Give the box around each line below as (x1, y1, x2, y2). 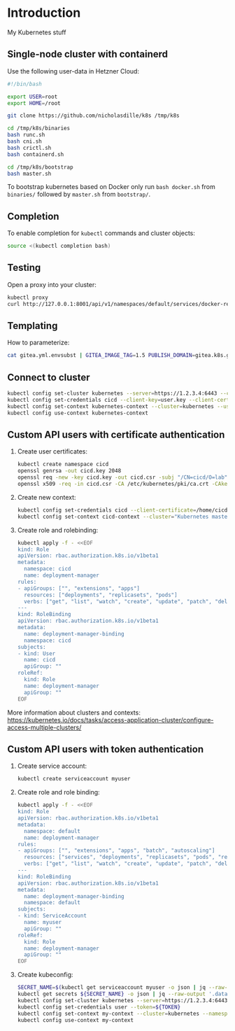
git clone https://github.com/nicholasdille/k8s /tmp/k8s (7, 112, 180, 120)
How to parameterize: (7, 338, 70, 347)
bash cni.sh (7, 138, 42, 145)
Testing (7, 262, 41, 274)
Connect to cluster (7, 371, 90, 383)
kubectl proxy (7, 294, 49, 301)
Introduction (7, 5, 81, 21)
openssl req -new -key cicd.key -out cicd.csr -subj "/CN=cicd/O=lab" (17, 474, 228, 481)
